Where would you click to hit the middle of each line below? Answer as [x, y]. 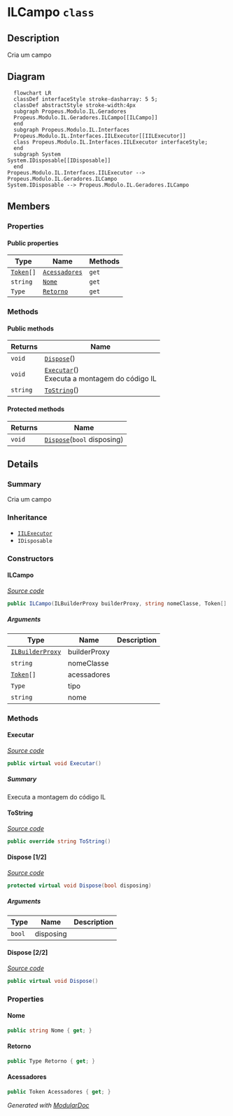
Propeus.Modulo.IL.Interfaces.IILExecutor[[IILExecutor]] [100, 136]
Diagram [26, 77]
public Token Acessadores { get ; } [59, 1092]
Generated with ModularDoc [48, 1105]
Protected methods [36, 409]
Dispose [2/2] [28, 953]
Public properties [33, 243]
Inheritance [27, 518]
